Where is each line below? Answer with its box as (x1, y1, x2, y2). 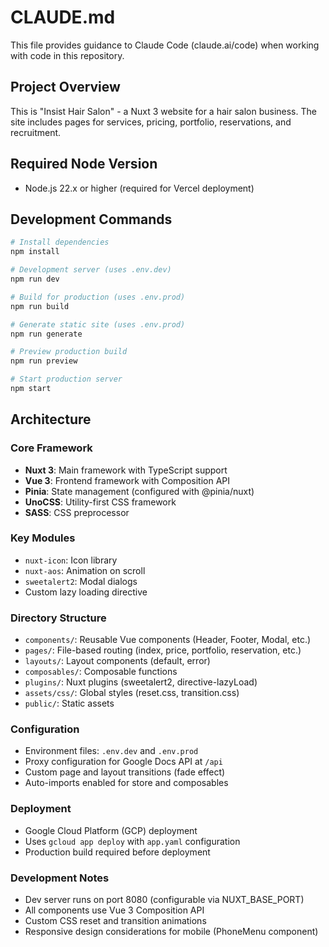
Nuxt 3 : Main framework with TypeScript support (24, 464, 228, 476)
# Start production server (10, 374, 123, 385)
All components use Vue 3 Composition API (24, 904, 205, 916)
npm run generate (10, 329, 83, 339)
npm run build (10, 301, 70, 311)
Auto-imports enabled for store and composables (24, 777, 229, 789)
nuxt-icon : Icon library (24, 554, 118, 566)
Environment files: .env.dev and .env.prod (24, 745, 199, 757)
